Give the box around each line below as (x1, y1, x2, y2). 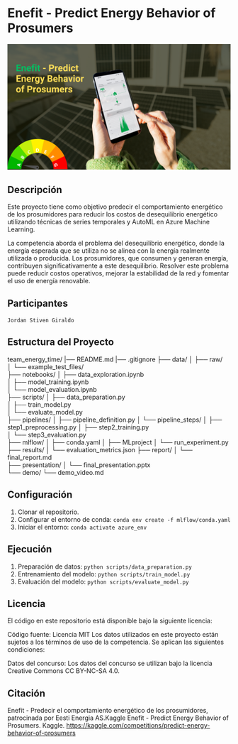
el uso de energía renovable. (7, 277, 91, 285)
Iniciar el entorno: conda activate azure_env (17, 523, 147, 531)
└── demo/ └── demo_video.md (7, 468, 104, 476)
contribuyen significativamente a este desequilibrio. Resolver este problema (7, 261, 229, 270)
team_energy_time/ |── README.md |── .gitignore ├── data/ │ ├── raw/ (7, 355, 223, 363)
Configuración (7, 488, 73, 501)
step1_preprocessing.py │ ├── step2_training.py (7, 422, 149, 431)
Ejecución (7, 543, 52, 555)
